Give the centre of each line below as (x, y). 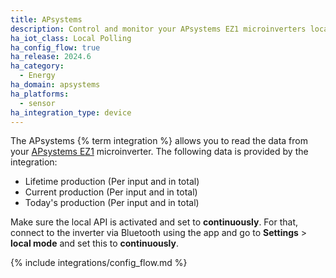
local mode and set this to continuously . (94, 243)
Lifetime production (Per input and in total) (112, 182)
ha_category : (37, 66)
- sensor (37, 103)
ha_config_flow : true (55, 47)
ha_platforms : (40, 94)
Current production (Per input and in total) (111, 192)
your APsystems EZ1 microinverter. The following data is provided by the (159, 152)
